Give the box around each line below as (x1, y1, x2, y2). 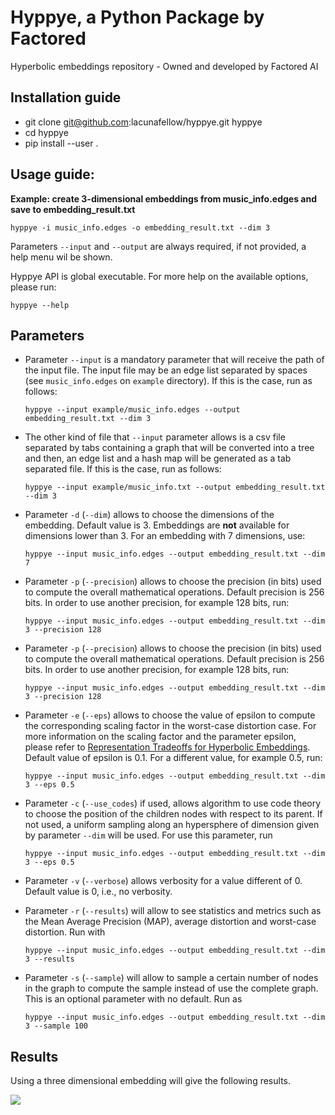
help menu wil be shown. (10, 251, 113, 263)
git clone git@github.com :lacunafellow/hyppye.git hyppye (24, 116, 263, 128)
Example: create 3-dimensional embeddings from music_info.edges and (10, 192, 318, 205)
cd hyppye (24, 126, 69, 138)
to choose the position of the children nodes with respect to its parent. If (24, 808, 323, 820)
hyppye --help (10, 300, 70, 310)
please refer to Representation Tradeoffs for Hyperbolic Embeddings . (24, 741, 311, 753)
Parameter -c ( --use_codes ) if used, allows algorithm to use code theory (24, 797, 322, 810)
